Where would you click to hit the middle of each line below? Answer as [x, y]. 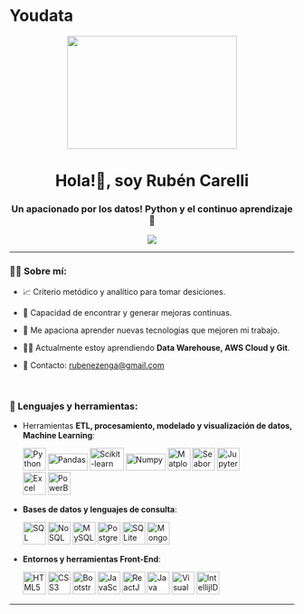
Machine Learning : [58, 436]
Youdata [42, 16]
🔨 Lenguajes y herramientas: [74, 406]
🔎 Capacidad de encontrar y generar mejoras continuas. [127, 312]
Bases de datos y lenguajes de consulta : [100, 510]
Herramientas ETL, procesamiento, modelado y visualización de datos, [157, 426]
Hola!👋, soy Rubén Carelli [152, 181]
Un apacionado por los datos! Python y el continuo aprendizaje [152, 209]
